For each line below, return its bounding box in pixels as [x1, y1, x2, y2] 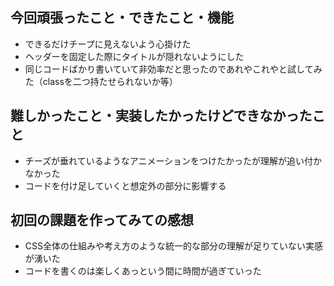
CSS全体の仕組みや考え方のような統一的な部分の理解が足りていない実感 [24, 240, 323, 252]
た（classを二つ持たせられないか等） [24, 75, 178, 87]
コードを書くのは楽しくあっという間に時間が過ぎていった [24, 265, 262, 277]
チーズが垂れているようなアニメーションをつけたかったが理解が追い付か [24, 154, 323, 167]
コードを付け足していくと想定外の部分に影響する [24, 179, 227, 192]
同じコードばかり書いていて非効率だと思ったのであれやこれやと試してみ [24, 63, 323, 75]
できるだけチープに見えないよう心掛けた [24, 38, 192, 50]
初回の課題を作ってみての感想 [10, 212, 194, 229]
